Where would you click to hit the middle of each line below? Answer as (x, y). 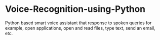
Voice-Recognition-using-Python (75, 9)
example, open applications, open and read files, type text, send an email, (80, 28)
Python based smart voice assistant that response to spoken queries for (78, 23)
